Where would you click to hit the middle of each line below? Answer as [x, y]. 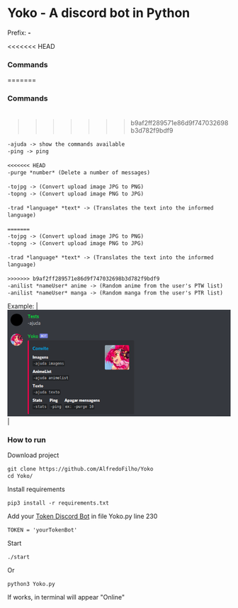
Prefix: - [19, 33]
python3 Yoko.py [31, 584]
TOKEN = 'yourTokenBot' [42, 530]
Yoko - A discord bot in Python [99, 13]
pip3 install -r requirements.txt [58, 503]
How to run [27, 440]
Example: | [23, 306]
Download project [33, 455]
